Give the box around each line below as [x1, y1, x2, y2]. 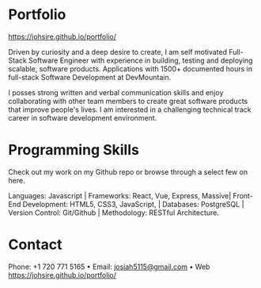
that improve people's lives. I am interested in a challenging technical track [8, 105, 252, 114]
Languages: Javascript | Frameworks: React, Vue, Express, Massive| [8, 190, 232, 200]
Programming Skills [8, 141, 140, 159]
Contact [8, 236, 62, 254]
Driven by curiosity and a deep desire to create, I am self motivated [8, 47, 228, 56]
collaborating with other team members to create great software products [8, 96, 248, 106]
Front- [233, 190, 253, 200]
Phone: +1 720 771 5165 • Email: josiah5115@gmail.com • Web [8, 262, 210, 271]
